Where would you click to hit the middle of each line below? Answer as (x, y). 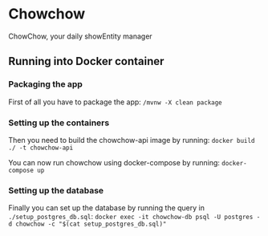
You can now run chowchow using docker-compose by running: (114, 162)
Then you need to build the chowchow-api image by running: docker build (132, 140)
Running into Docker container (86, 61)
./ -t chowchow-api (41, 148)
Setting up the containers (59, 123)
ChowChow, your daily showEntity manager (80, 36)
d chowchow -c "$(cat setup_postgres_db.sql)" (87, 224)
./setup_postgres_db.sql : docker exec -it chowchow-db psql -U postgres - (134, 217)
